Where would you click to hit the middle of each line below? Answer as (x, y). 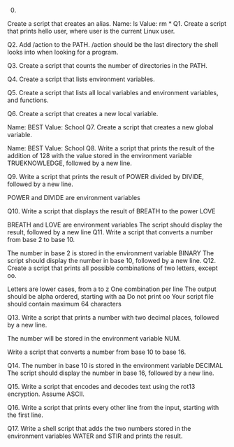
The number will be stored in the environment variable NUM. (94, 338)
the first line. (25, 415)
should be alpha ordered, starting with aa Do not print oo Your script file (111, 296)
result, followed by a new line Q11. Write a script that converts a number (110, 232)
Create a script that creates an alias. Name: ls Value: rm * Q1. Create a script (117, 23)
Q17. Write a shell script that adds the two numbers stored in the (99, 428)
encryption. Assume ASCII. (46, 394)
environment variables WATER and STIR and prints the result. (95, 436)
